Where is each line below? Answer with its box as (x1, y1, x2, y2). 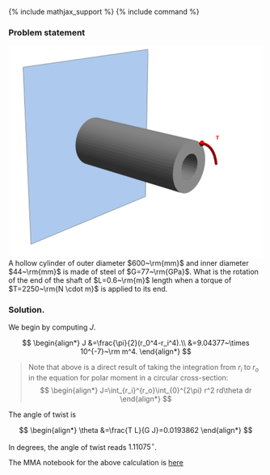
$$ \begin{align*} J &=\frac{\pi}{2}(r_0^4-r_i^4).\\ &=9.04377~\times (22, 338, 250, 347)
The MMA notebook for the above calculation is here (8, 458, 184, 468)
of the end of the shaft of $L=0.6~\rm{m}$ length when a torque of (8, 275, 232, 285)
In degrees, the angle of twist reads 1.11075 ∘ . (8, 440, 158, 452)
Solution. (8, 304, 45, 315)
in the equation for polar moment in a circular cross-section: (27, 372, 229, 382)
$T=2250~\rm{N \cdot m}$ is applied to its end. (8, 284, 168, 293)
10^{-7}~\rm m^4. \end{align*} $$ (80, 347, 192, 356)
